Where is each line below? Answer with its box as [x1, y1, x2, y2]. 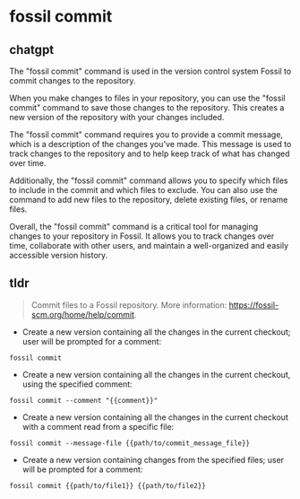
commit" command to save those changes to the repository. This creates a [9, 102, 285, 113]
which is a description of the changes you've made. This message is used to [9, 139, 292, 149]
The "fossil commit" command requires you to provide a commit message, [9, 129, 284, 140]
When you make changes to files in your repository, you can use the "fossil [9, 92, 286, 103]
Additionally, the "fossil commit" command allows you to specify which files [9, 175, 288, 186]
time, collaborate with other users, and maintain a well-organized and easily [9, 241, 289, 250]
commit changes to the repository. [9, 75, 136, 86]
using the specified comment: [21, 379, 133, 390]
